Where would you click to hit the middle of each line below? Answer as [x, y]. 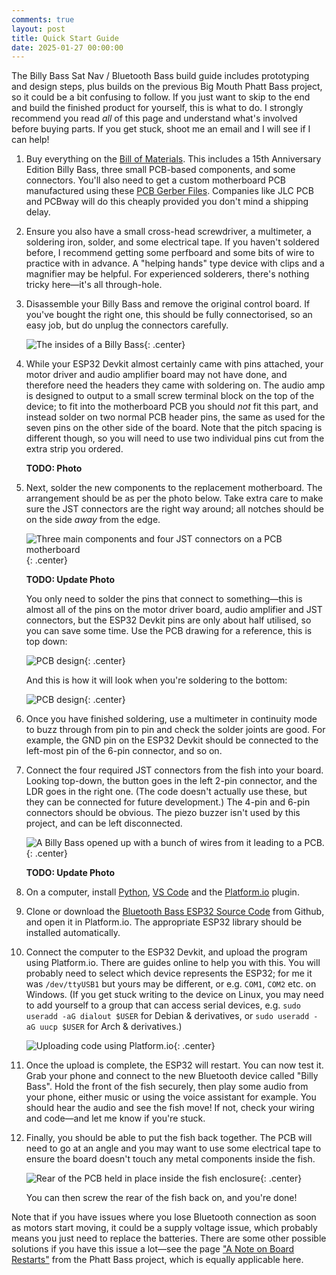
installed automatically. [73, 933]
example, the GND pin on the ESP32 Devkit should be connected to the [172, 740]
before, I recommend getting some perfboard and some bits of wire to [170, 253]
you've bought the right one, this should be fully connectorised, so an [169, 315]
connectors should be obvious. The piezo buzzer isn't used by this [163, 813]
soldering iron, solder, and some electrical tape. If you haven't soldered [172, 242]
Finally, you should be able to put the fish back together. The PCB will [169, 1138]
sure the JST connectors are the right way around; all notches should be [175, 509]
